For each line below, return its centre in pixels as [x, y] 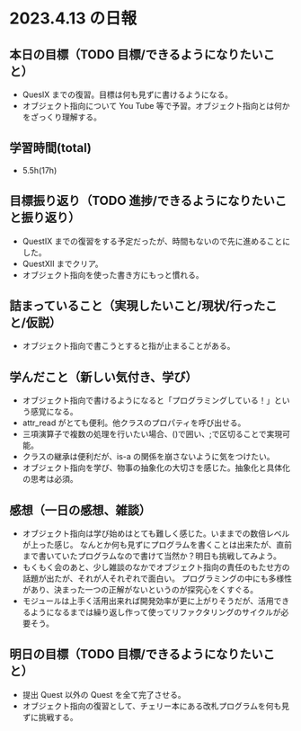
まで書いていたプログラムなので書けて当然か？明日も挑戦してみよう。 [151, 556]
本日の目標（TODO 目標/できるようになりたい [136, 54]
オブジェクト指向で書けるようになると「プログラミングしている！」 [148, 400]
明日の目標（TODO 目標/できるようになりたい [136, 654]
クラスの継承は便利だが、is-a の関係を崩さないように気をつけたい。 [148, 457]
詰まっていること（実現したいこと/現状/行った [137, 306]
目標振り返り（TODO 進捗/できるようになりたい [142, 201]
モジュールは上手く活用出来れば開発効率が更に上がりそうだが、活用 [148, 601]
